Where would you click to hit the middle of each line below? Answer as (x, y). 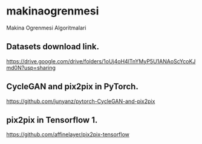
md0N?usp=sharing (31, 67)
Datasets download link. (53, 47)
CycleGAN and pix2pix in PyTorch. (73, 86)
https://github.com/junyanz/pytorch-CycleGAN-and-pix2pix (81, 101)
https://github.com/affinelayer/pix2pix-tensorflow (68, 134)
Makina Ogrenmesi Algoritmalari (46, 28)
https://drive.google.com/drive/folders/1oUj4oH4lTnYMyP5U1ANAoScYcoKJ (101, 61)
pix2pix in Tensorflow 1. (52, 120)
